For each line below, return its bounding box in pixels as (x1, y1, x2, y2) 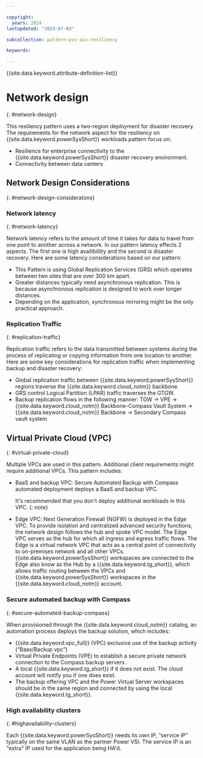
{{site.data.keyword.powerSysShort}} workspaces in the (15, 574, 156, 581)
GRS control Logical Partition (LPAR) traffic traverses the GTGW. (15, 390, 175, 397)
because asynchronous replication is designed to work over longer (15, 285, 182, 292)
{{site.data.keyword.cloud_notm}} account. (15, 580, 123, 587)
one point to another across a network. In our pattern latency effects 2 (6, 241, 182, 249)
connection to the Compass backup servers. (15, 658, 126, 666)
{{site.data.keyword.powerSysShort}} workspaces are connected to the (15, 554, 194, 562)
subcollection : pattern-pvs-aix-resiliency (6, 36, 118, 43)
